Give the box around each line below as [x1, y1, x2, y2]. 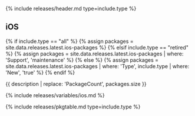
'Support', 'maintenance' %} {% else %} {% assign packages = [5, 56, 159, 64]
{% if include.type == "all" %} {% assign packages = [5, 38, 134, 45]
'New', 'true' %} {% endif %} [5, 69, 75, 76]
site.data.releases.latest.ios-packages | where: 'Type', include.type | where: [5, 62, 190, 69]
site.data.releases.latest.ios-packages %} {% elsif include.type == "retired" [5, 44, 189, 51]
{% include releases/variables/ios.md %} [5, 91, 105, 99]
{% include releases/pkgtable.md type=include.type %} [5, 103, 141, 110]
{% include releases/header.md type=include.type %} [5, 5, 137, 12]
